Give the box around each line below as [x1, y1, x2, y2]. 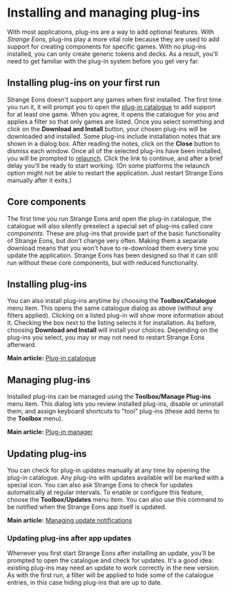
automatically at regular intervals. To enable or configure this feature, [7, 488, 203, 496]
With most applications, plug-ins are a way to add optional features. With [7, 28, 214, 36]
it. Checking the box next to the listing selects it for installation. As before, [7, 319, 217, 327]
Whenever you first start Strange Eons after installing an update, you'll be [7, 549, 216, 557]
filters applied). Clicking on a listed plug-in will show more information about [7, 311, 224, 320]
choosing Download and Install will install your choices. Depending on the [7, 326, 219, 334]
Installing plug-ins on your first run [7, 77, 161, 89]
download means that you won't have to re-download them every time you [7, 244, 219, 252]
